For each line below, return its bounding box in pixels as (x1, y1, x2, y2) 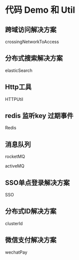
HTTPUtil (5, 96, 23, 102)
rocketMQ (5, 154, 25, 160)
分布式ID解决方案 (5, 207, 57, 215)
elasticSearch (5, 67, 33, 73)
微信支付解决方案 (5, 236, 57, 244)
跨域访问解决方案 (5, 25, 57, 34)
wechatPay (5, 249, 28, 255)
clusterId (5, 220, 23, 226)
